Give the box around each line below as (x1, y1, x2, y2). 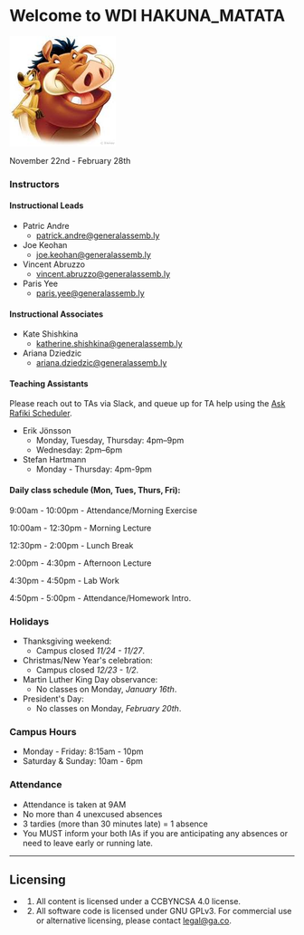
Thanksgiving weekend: (22, 635, 112, 646)
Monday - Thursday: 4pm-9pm (35, 463, 152, 475)
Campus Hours (9, 725, 77, 738)
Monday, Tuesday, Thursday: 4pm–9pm (35, 435, 185, 446)
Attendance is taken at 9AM (22, 798, 127, 810)
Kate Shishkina (22, 329, 79, 339)
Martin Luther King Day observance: (22, 673, 158, 684)
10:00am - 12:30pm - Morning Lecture (9, 522, 152, 533)
